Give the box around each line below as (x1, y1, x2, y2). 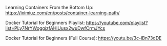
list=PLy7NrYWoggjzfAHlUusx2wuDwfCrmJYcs (5, 25, 106, 31)
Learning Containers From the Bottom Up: (5, 5, 94, 10)
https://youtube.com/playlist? (86, 20, 148, 26)
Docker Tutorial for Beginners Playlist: (5, 20, 86, 26)
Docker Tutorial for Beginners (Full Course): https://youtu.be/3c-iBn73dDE (5, 35, 162, 41)
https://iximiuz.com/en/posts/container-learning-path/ (5, 10, 120, 16)
